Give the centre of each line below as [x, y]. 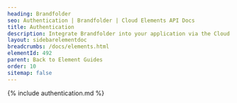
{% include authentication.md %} [56, 93]
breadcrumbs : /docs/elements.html [59, 47]
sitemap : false [30, 73]
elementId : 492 [30, 54]
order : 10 [22, 66]
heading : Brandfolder [39, 14]
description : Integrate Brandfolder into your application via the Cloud [119, 34]
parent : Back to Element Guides [55, 60]
